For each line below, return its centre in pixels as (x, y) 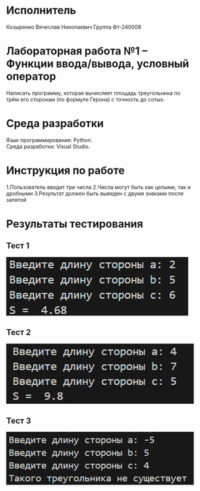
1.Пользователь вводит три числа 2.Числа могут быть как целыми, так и (99, 187)
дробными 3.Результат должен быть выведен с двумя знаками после (95, 193)
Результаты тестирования (75, 224)
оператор (31, 77)
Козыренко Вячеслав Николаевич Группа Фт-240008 (74, 27)
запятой (16, 200)
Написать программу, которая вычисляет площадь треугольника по (93, 93)
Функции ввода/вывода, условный (98, 64)
